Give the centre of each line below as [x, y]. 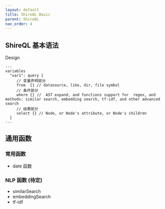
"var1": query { [27, 75]
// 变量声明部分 [31, 81]
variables [16, 71]
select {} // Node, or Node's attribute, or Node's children [81, 113]
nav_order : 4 [19, 24]
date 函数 [22, 166]
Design [13, 57]
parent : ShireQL [22, 19]
